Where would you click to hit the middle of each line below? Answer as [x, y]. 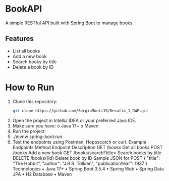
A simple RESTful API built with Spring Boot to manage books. [69, 23]
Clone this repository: [35, 101]
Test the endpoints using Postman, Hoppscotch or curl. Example [79, 142]
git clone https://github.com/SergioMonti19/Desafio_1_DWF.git [80, 111]
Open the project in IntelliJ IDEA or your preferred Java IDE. [74, 120]
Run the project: [29, 131]
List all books [26, 51]
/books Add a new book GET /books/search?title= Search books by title [87, 153]
